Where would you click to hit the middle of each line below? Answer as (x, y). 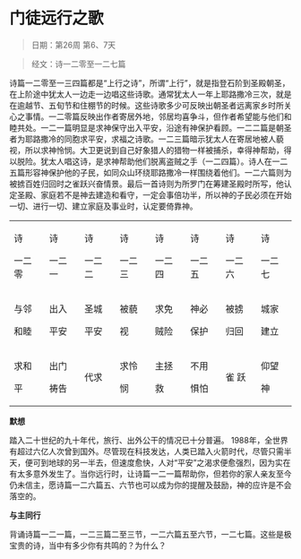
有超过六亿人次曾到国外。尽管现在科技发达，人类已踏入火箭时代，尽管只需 (146, 451)
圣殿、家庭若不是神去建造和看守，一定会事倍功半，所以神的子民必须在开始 (154, 194)
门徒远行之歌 (57, 18)
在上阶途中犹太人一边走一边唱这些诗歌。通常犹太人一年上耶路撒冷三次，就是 (150, 94)
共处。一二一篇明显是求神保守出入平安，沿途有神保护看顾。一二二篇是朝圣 (154, 127)
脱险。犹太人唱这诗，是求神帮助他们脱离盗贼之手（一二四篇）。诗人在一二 (152, 161)
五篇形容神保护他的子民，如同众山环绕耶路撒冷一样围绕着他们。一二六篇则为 (150, 172)
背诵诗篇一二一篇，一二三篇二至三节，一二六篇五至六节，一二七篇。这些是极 (150, 534)
